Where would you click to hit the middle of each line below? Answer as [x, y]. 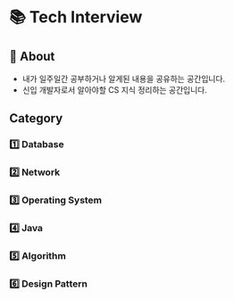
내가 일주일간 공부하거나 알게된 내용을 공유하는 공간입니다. [124, 79]
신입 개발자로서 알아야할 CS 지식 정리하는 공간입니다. [115, 90]
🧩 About [32, 56]
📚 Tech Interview [76, 17]
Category [36, 118]
